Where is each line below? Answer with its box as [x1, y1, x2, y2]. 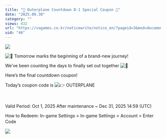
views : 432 [5, 21, 28, 26]
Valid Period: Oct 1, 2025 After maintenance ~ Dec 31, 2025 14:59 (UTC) [5, 103, 152, 109]
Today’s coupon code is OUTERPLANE [5, 82, 95, 88]
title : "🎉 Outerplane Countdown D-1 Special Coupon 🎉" [5, 7, 121, 12]
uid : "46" [5, 30, 26, 35]
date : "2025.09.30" [5, 12, 45, 17]
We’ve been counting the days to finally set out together [5, 63, 120, 68]
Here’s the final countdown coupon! [5, 72, 78, 78]
